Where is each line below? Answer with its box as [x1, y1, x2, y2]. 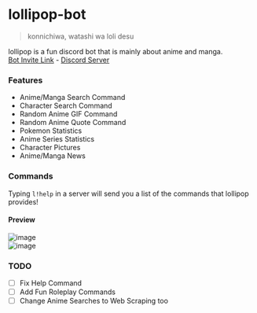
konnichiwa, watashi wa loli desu [27, 31, 134, 41]
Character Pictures [19, 143, 81, 153]
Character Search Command [19, 101, 112, 111]
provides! [8, 197, 39, 206]
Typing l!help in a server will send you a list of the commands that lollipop [8, 189, 249, 198]
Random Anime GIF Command [19, 109, 118, 119]
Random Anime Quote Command [19, 118, 127, 127]
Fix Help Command [19, 278, 83, 288]
